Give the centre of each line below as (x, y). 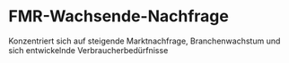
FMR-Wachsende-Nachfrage (119, 16)
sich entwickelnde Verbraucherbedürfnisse (88, 50)
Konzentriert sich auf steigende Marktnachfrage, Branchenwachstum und (144, 41)
